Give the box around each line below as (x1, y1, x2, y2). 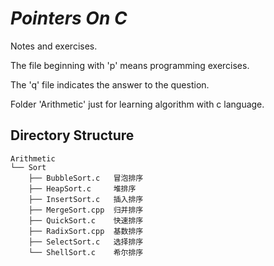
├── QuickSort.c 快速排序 (28, 215, 144, 226)
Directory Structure (10, 127, 135, 144)
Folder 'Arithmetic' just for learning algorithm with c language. (10, 98, 265, 110)
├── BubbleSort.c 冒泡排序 (28, 173, 144, 183)
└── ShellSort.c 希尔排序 (28, 247, 144, 257)
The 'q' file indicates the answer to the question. (10, 78, 210, 91)
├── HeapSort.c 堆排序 (28, 183, 137, 194)
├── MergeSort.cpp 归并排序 (28, 205, 144, 215)
